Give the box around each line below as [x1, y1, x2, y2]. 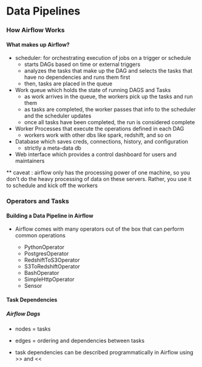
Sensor [24, 282, 42, 289]
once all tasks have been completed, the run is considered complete [24, 119, 195, 126]
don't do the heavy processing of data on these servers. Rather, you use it [6, 176, 192, 183]
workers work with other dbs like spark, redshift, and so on [24, 131, 172, 139]
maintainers [15, 157, 45, 165]
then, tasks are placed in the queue [24, 80, 113, 87]
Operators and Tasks [6, 197, 70, 205]
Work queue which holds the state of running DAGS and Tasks [15, 87, 171, 94]
